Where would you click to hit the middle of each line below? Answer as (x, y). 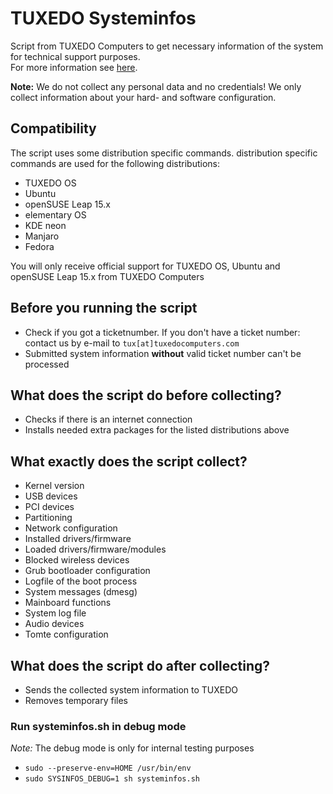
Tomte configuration (66, 634)
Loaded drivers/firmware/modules (95, 549)
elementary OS (55, 214)
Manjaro (42, 236)
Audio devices (54, 624)
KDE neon (45, 225)
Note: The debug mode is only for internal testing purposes (132, 748)
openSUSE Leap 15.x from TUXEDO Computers (107, 276)
